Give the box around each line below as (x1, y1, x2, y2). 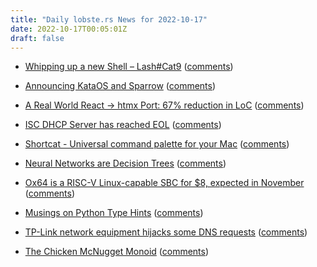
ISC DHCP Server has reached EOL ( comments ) (24, 119, 222, 131)
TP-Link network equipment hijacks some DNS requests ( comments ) (24, 226, 308, 238)
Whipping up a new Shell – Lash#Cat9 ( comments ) (24, 61, 234, 73)
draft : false (10, 33, 65, 43)
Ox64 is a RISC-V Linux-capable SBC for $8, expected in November (24, 177, 305, 189)
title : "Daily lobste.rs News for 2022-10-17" (10, 14, 208, 25)
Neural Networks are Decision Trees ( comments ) (24, 157, 227, 170)
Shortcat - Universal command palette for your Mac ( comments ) (24, 138, 290, 150)
